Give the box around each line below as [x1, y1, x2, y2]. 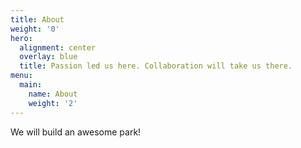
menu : [10, 71, 33, 81]
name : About [28, 89, 78, 99]
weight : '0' [10, 24, 60, 34]
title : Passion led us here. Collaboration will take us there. [19, 61, 293, 71]
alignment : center [19, 42, 97, 53]
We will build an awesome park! [10, 126, 142, 138]
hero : [10, 33, 33, 43]
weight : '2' [28, 98, 78, 108]
